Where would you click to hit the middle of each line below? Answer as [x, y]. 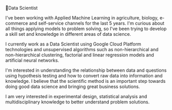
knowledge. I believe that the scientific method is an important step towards [85, 81]
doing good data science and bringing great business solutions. [73, 86]
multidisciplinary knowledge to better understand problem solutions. [78, 102]
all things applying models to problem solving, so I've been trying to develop [86, 29]
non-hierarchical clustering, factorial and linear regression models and [80, 55]
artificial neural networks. [32, 60]
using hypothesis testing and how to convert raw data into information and [84, 76]
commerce [17, 23]
